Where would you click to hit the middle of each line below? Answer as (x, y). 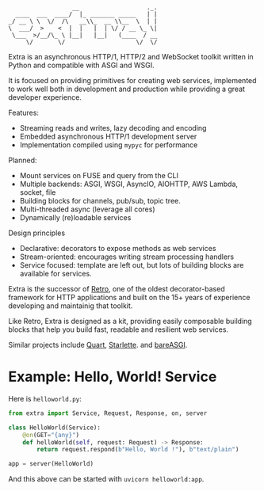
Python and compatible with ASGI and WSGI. (81, 65)
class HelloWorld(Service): (55, 428)
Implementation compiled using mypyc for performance (109, 145)
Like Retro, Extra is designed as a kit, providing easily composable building (130, 321)
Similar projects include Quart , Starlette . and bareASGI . (98, 345)
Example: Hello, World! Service (113, 377)
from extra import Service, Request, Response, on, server (108, 413)
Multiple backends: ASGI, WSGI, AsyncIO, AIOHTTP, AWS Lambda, (129, 184)
